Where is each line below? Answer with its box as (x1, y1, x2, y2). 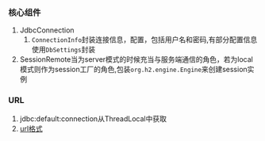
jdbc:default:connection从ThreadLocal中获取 (19, 113, 167, 124)
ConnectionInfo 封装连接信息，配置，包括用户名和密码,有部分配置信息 (31, 35, 258, 44)
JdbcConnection (19, 25, 75, 35)
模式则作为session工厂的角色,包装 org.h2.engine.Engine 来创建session (19, 65, 248, 74)
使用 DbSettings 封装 (31, 45, 96, 55)
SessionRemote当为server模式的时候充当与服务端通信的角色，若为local (19, 55, 254, 64)
